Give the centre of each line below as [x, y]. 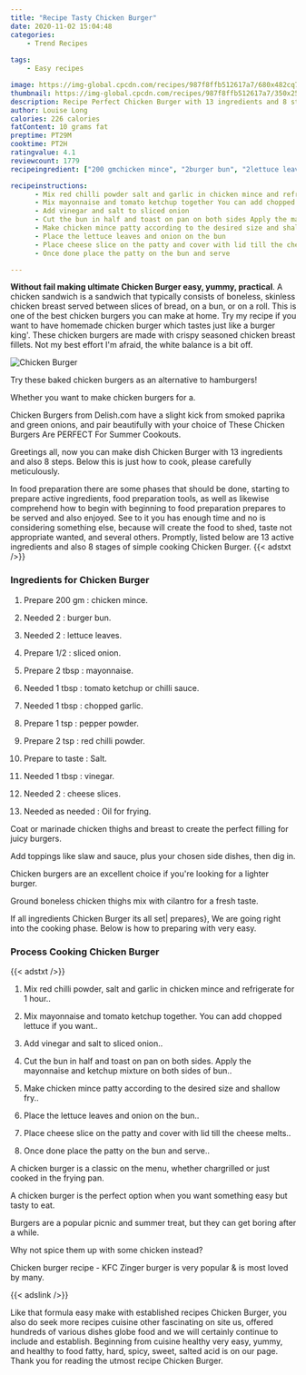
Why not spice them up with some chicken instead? [107, 1250]
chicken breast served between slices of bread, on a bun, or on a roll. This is [153, 306]
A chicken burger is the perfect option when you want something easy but [149, 1195]
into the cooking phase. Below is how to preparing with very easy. [133, 928]
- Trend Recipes [58, 43]
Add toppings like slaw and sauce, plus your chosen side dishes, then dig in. [153, 856]
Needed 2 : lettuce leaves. [72, 635]
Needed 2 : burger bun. [67, 618]
